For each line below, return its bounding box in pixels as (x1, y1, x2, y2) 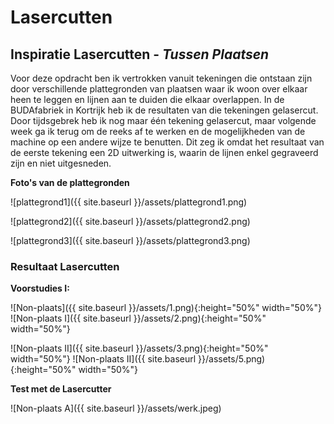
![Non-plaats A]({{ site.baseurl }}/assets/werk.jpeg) (10, 402, 222, 415)
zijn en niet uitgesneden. (10, 157, 112, 169)
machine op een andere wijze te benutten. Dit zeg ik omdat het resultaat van (10, 136, 325, 148)
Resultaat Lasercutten (10, 259, 120, 273)
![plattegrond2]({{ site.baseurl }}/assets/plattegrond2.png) (10, 216, 251, 227)
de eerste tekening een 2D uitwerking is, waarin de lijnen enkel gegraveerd (10, 147, 319, 158)
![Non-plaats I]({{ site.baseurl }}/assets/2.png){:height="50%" (10, 312, 267, 325)
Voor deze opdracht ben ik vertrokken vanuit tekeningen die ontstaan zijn (10, 72, 313, 84)
